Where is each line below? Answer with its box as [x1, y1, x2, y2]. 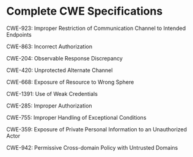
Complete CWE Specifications [6, 4, 163, 18]
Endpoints [6, 31, 32, 38]
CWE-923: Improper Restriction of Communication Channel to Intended [6, 24, 186, 32]
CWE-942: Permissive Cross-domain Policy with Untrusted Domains [6, 144, 178, 151]
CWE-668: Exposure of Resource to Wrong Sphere [6, 78, 134, 86]
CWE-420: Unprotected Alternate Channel [6, 66, 113, 74]
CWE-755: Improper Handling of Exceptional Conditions [6, 114, 147, 121]
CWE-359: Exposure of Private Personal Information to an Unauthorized [6, 125, 188, 133]
